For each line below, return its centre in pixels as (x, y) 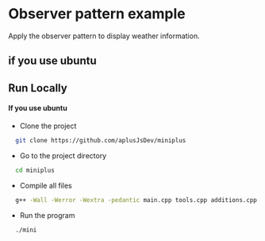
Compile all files (46, 185)
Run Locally (38, 88)
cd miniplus (35, 170)
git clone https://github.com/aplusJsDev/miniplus (101, 140)
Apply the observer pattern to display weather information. (104, 36)
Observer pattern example (97, 14)
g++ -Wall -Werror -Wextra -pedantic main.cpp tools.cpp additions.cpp (136, 200)
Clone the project (48, 126)
